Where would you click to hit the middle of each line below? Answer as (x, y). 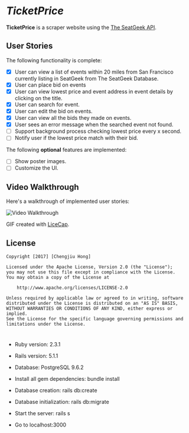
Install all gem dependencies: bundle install (67, 379)
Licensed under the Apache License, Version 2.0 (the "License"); (89, 267)
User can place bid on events (50, 85)
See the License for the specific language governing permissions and (95, 319)
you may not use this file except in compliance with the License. (91, 272)
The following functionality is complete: (54, 60)
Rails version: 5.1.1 (36, 356)
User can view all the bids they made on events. (73, 118)
